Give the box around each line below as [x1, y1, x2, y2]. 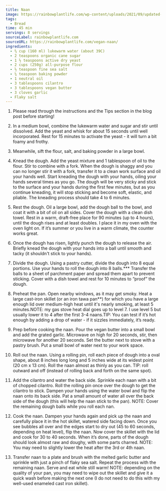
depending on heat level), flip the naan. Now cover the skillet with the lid [12, 429, 160, 435]
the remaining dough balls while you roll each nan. [12, 403, 115, 409]
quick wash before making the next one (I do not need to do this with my [12, 475, 160, 481]
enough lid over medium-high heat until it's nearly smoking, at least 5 [12, 301, 154, 307]
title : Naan [5, 7, 30, 12]
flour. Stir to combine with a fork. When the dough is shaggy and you [12, 163, 153, 169]
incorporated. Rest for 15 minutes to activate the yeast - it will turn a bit [12, 134, 157, 139]
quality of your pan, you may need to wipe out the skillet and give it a [12, 470, 153, 476]
